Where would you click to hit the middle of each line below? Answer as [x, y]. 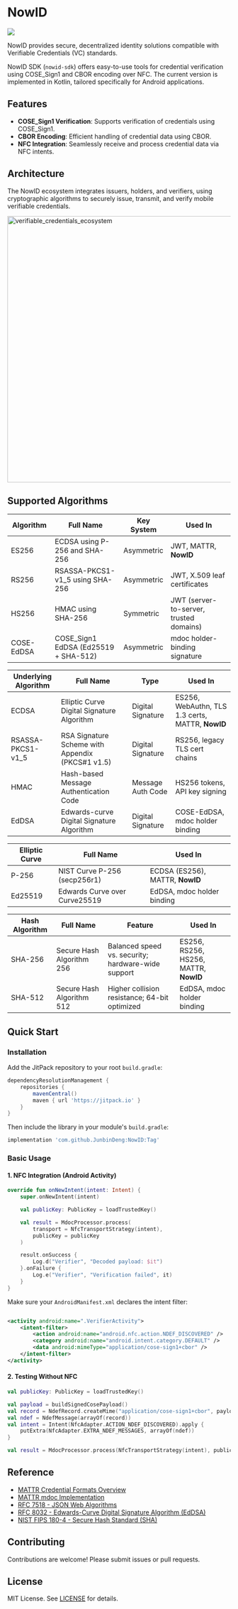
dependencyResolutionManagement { [58, 1080]
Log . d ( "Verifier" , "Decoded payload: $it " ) [98, 1262]
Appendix [77, 754]
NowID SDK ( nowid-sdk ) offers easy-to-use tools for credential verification [115, 66]
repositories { [42, 1087]
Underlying [32, 677]
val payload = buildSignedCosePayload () [68, 1404]
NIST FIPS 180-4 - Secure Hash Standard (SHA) [87, 1519]
